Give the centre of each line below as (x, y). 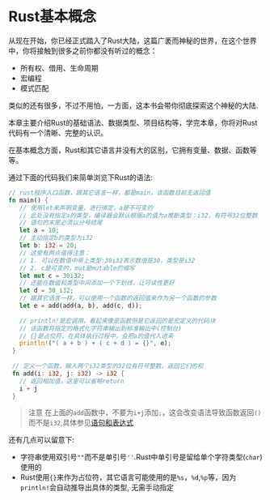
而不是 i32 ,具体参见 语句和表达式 (81, 423)
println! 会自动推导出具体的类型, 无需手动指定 (97, 488)
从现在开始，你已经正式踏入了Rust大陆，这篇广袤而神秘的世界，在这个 (126, 41)
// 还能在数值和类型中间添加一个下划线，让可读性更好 (97, 283)
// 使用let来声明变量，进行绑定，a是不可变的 (86, 207)
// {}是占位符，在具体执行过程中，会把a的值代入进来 (96, 336)
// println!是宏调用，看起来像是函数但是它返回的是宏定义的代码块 (117, 321)
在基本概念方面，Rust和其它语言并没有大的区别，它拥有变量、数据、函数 (129, 150)
